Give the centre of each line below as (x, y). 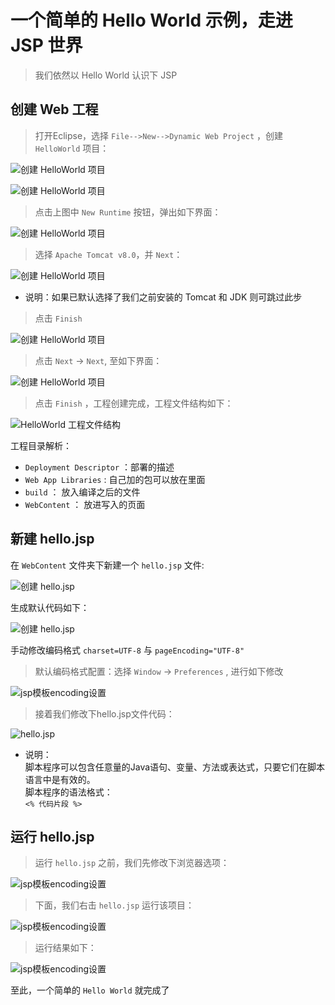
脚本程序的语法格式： (68, 792)
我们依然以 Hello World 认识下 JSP (106, 75)
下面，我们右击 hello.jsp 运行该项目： (114, 905)
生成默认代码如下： (50, 607)
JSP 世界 (46, 45)
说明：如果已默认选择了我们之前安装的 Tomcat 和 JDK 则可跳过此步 (163, 297)
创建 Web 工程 (54, 109)
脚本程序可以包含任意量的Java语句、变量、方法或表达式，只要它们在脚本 (175, 767)
